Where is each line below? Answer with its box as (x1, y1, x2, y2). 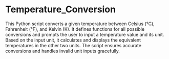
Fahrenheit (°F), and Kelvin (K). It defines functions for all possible (5, 26, 145, 32)
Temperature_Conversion (5, 4, 116, 15)
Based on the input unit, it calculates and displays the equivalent (5, 37, 141, 43)
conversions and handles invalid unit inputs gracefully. (5, 48, 120, 54)
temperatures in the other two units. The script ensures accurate (5, 42, 142, 48)
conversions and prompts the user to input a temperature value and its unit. (5, 31, 164, 37)
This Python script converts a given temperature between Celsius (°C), (5, 21, 155, 27)
